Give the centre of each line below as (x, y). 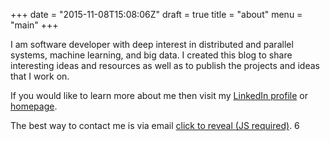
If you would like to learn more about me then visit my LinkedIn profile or (159, 95)
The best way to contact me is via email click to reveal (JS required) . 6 (155, 125)
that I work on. (40, 76)
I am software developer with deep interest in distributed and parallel (152, 44)
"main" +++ (34, 25)
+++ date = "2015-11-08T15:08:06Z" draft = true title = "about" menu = (156, 14)
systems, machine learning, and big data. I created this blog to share (151, 55)
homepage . (34, 106)
